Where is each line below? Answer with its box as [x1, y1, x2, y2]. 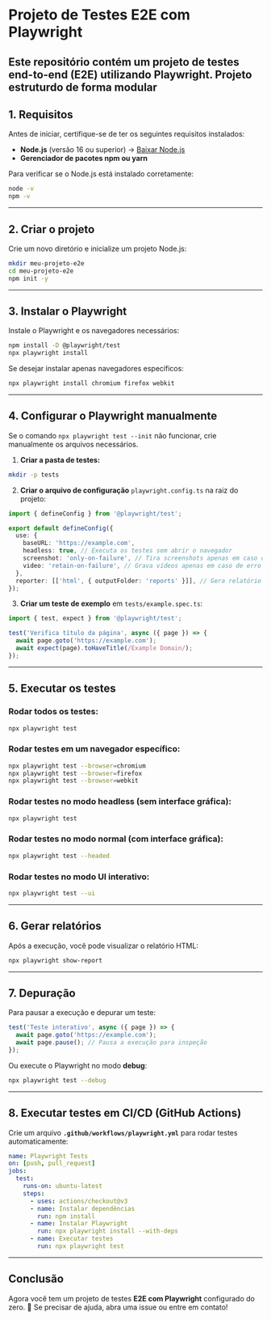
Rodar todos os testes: [8, 706, 99, 717]
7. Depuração [8, 986, 77, 1000]
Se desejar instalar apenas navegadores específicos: [8, 364, 184, 374]
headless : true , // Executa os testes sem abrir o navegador [23, 547, 232, 555]
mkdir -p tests [8, 471, 60, 479]
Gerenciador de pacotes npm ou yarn [19, 154, 148, 163]
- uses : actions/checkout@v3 [29, 1197, 128, 1205]
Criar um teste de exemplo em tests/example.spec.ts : [19, 599, 203, 608]
